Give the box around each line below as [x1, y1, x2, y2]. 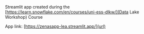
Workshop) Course [5, 14, 43, 20]
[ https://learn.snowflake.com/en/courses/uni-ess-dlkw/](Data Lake [5, 9, 140, 15]
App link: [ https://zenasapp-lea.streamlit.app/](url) [5, 23, 106, 29]
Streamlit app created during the [5, 4, 70, 10]
